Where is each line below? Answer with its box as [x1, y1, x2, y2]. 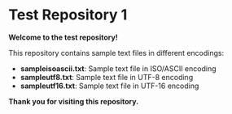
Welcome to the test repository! [8, 32, 118, 42]
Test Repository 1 [8, 6, 128, 24]
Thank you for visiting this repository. [8, 96, 139, 106]
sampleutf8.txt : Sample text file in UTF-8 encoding [20, 72, 194, 82]
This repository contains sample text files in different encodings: [8, 48, 225, 57]
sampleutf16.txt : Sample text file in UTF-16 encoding [20, 81, 199, 91]
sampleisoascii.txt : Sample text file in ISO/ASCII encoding [20, 63, 217, 74]
